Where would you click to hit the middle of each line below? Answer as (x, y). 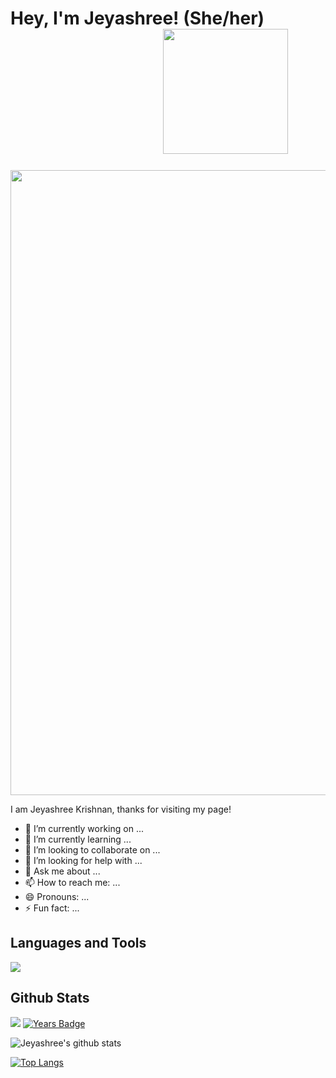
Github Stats (50, 998)
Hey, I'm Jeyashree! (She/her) (137, 18)
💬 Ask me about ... (62, 871)
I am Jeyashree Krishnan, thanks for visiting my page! (121, 809)
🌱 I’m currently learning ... (78, 839)
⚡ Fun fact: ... (52, 908)
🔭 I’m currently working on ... (84, 828)
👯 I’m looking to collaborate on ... (92, 849)
